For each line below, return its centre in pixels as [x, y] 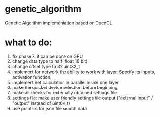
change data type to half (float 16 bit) [50, 61]
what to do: [29, 43]
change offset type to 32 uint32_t [46, 66]
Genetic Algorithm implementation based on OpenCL [59, 23]
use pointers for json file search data [49, 108]
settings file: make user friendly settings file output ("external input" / [82, 98]
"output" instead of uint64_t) [41, 103]
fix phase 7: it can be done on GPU [48, 56]
